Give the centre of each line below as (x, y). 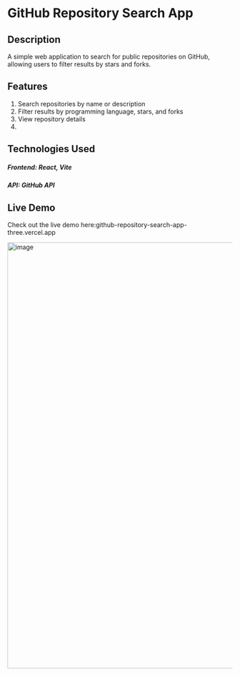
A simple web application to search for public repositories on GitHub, (109, 56)
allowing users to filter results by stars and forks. (79, 64)
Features (27, 87)
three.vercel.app (31, 232)
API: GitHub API (31, 185)
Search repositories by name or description (81, 104)
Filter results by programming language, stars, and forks (100, 111)
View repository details (51, 118)
